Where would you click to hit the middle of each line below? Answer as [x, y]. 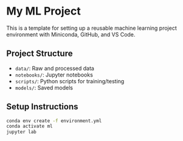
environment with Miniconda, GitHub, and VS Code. [71, 34]
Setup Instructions [42, 107]
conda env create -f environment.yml [54, 121]
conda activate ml [29, 126]
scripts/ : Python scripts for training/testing [70, 81]
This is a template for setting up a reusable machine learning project [92, 28]
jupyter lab [21, 132]
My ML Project [43, 11]
